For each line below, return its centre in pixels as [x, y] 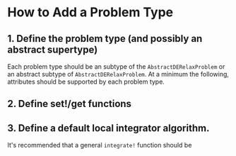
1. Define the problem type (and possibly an [105, 39]
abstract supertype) [53, 49]
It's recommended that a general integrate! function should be [100, 145]
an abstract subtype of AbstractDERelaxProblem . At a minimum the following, [118, 74]
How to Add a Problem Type [90, 12]
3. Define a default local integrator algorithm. [108, 128]
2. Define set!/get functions [70, 104]
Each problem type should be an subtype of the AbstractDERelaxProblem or [116, 67]
